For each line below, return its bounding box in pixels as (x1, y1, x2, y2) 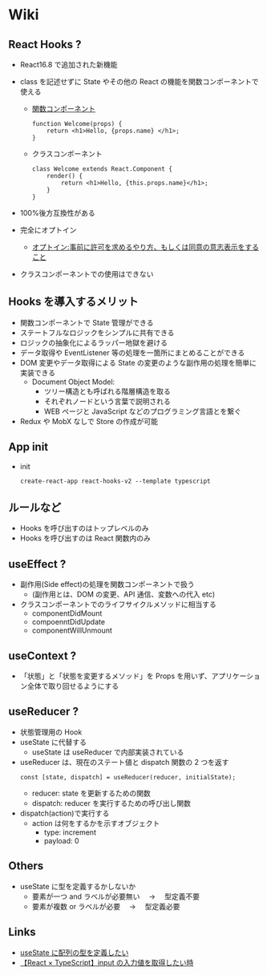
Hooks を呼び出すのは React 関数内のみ (19, 533, 151, 543)
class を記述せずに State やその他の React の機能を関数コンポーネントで (19, 77, 259, 86)
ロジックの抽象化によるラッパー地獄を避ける (19, 338, 168, 347)
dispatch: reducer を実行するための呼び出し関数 (31, 798, 191, 807)
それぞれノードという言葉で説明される (43, 396, 171, 406)
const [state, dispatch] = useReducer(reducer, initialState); (19, 773, 237, 781)
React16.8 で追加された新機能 (19, 60, 118, 69)
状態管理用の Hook (19, 727, 83, 737)
